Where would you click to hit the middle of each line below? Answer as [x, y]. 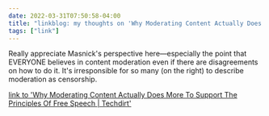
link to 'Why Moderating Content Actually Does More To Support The [123, 95]
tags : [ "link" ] [34, 31]
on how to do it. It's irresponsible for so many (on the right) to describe [126, 71]
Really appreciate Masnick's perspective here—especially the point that [128, 54]
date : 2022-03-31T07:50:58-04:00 [65, 16]
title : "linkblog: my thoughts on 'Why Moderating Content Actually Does [135, 23]
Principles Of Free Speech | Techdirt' [70, 104]
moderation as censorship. [53, 79]
